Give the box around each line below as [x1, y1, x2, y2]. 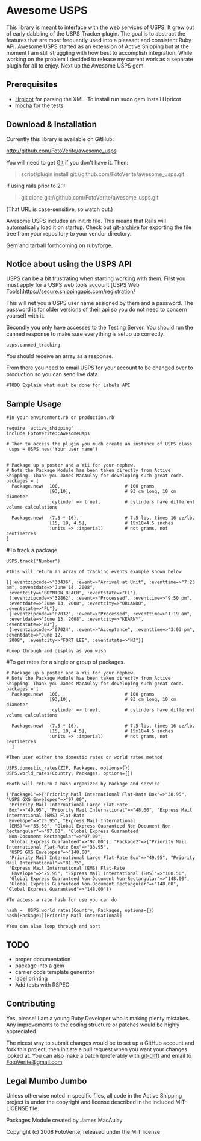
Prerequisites [6, 80, 58, 90]
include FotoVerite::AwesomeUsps [6, 430, 90, 437]
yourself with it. [6, 312, 45, 319]
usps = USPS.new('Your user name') [8, 447, 98, 453]
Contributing [6, 999, 55, 1009]
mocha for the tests [14, 102, 64, 109]
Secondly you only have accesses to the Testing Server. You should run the [6, 324, 194, 332]
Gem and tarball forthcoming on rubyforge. [6, 242, 113, 249]
